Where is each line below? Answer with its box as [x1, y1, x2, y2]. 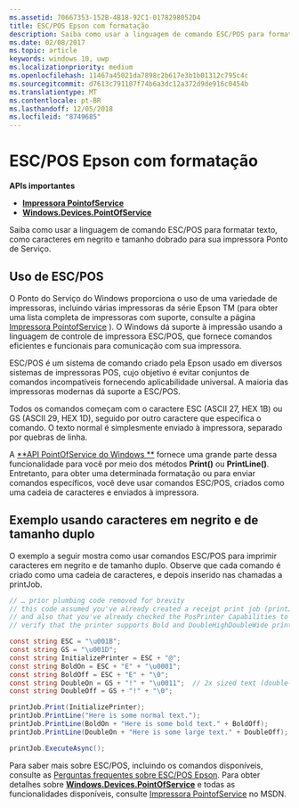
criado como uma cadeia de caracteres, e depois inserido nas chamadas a [9, 569, 283, 580]
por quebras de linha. [9, 432, 88, 442]
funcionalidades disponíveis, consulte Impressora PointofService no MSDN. [9, 788, 287, 799]
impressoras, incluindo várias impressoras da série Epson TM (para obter [9, 302, 279, 313]
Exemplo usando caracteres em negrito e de [9, 513, 259, 528]
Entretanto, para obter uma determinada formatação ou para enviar [9, 467, 256, 478]
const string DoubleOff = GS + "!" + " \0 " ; [9, 687, 174, 696]
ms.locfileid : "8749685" [9, 112, 101, 121]
